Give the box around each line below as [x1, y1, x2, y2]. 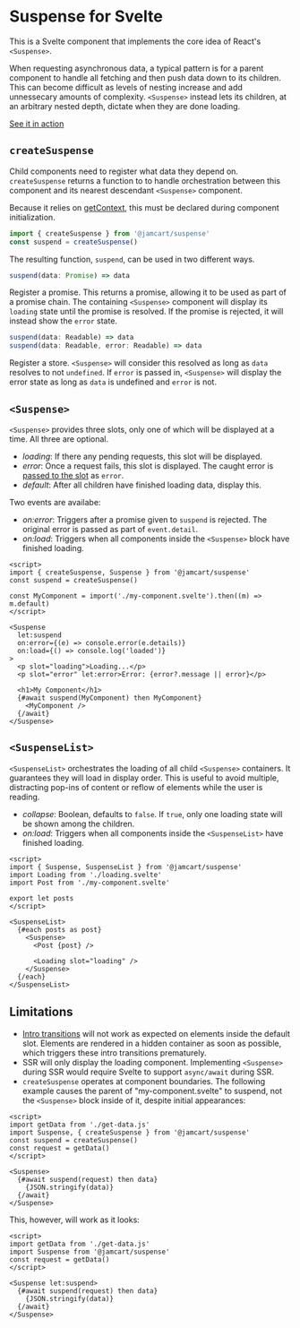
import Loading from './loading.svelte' [9, 870, 163, 879]
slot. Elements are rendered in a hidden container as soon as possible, [21, 1038, 282, 1048]
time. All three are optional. [9, 433, 109, 444]
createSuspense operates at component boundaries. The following [21, 1075, 266, 1086]
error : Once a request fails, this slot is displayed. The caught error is [21, 460, 274, 471]
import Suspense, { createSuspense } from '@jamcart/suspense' [9, 1127, 251, 1137]
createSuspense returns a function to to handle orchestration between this [9, 175, 280, 185]
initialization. [9, 211, 56, 222]
